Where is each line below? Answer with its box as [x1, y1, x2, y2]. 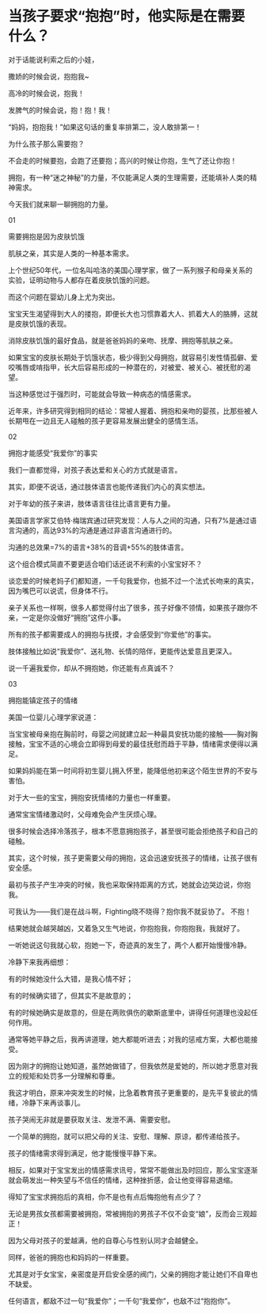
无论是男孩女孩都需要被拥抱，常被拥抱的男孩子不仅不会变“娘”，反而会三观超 [8, 1208, 257, 1218]
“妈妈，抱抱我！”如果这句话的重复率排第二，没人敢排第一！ [8, 122, 202, 132]
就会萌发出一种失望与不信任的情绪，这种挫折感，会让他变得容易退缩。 [8, 1175, 237, 1185]
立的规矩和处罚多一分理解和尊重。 [8, 1071, 120, 1081]
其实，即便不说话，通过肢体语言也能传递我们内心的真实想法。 [8, 481, 210, 492]
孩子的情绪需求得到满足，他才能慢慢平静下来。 [8, 1148, 161, 1158]
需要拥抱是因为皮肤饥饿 [8, 232, 85, 241]
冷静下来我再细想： [8, 957, 71, 967]
